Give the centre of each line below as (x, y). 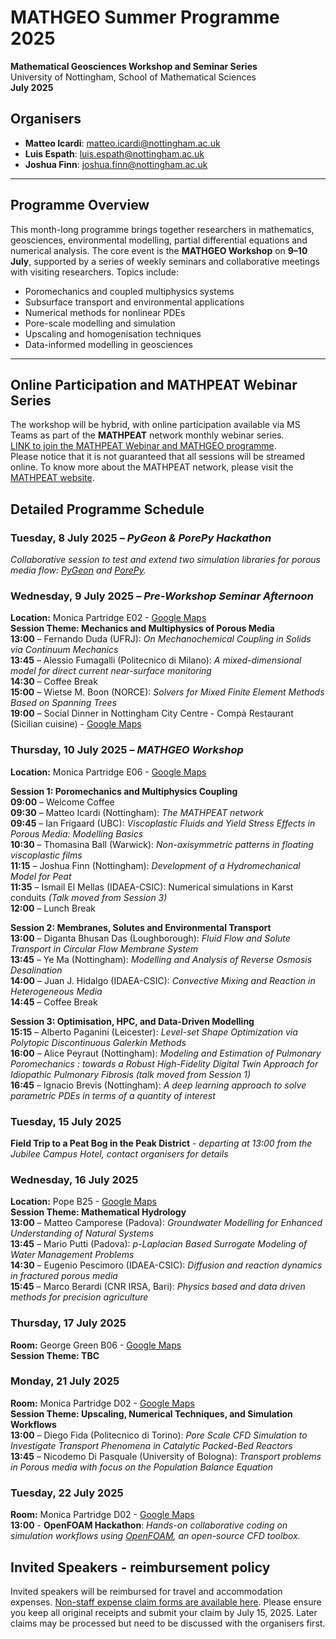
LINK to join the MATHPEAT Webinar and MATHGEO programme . (143, 446)
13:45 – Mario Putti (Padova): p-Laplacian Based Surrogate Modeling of (159, 1244)
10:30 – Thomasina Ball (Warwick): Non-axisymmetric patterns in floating (162, 844)
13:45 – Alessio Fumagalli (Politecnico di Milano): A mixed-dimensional (156, 660)
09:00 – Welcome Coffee (62, 802)
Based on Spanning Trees (64, 703)
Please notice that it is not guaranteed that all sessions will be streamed (158, 457)
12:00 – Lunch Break (53, 908)
